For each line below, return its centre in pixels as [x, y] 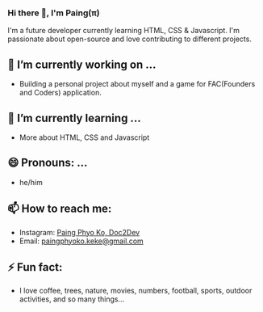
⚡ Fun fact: [35, 267]
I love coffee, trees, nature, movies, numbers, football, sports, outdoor [136, 291]
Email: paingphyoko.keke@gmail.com [81, 241]
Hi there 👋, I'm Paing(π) [54, 13]
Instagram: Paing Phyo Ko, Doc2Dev [79, 232]
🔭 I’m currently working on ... [82, 64]
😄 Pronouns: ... [48, 163]
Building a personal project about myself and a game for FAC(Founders [137, 84]
